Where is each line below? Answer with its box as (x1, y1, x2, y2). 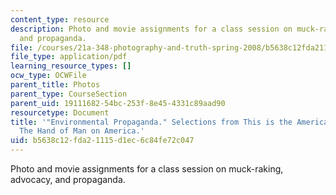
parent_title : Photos (10, 80, 101, 90)
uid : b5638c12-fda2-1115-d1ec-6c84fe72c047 (10, 136, 195, 146)
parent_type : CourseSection (10, 89, 128, 99)
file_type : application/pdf (10, 52, 128, 62)
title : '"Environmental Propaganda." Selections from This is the (10, 117, 293, 127)
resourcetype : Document (10, 107, 110, 118)
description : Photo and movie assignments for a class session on (10, 24, 293, 34)
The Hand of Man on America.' (19, 126, 145, 136)
